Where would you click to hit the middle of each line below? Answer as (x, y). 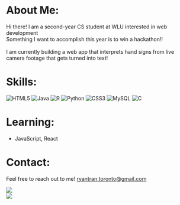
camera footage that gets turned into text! (57, 58)
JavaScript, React (36, 138)
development (22, 32)
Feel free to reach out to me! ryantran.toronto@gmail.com (76, 178)
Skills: (22, 82)
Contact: (28, 162)
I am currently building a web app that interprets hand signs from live (90, 51)
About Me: (33, 10)
